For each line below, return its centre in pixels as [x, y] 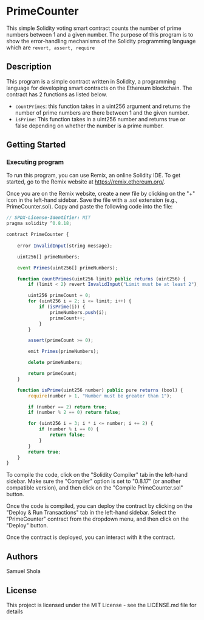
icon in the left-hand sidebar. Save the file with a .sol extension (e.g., [92, 200]
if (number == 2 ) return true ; [68, 407]
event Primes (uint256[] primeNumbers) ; [68, 268]
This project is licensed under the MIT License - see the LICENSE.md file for [101, 605]
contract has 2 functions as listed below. [57, 94]
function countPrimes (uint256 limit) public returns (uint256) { [102, 279]
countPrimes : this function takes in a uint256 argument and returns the [103, 106]
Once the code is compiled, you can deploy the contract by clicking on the [99, 506]
